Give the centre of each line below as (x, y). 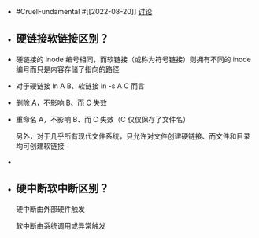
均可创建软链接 (40, 146)
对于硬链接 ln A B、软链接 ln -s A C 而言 (80, 86)
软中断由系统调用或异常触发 (61, 225)
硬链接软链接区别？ (62, 39)
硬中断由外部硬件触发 (50, 209)
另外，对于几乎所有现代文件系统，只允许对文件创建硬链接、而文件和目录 (133, 136)
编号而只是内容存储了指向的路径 (67, 69)
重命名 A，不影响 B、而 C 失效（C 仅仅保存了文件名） (103, 119)
